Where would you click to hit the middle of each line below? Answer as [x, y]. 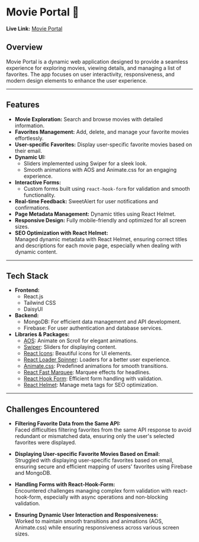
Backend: [27, 316]
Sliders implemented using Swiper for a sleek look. [85, 163]
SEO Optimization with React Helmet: [61, 233]
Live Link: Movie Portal [34, 29]
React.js [33, 297]
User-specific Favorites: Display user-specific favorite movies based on [103, 144]
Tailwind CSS [40, 303]
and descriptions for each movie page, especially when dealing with [98, 245]
